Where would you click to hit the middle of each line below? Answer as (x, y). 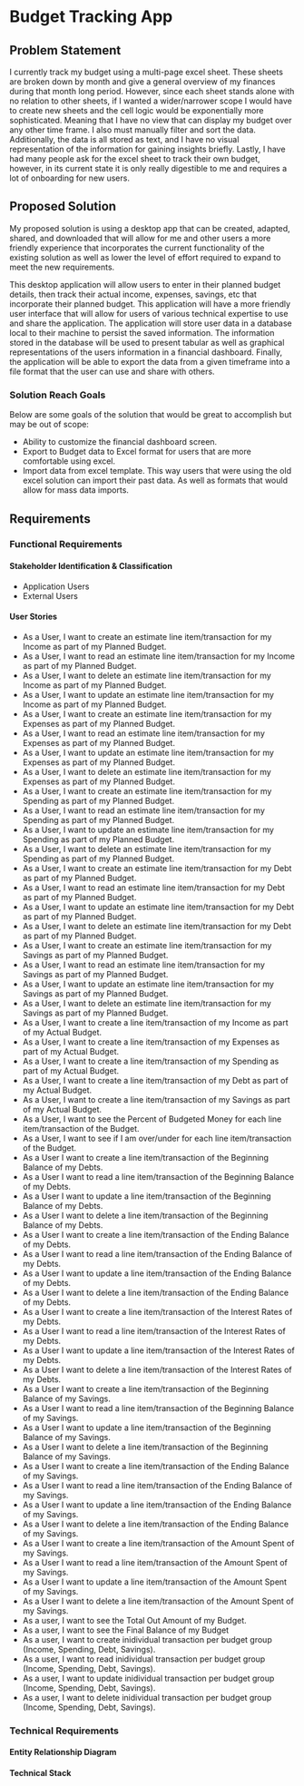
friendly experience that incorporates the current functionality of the (137, 248)
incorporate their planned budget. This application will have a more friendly (150, 304)
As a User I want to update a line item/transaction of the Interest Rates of (158, 1350)
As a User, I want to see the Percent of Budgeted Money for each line (152, 1119)
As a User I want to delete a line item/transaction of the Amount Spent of (158, 1601)
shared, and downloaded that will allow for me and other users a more (140, 238)
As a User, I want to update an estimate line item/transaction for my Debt (158, 907)
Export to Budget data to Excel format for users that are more (137, 452)
